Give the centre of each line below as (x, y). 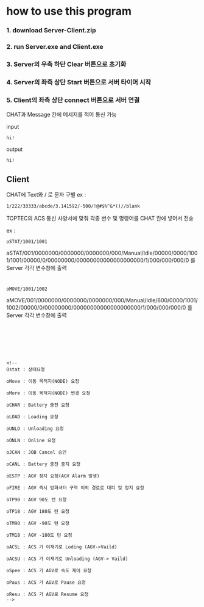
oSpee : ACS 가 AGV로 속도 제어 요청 (49, 571)
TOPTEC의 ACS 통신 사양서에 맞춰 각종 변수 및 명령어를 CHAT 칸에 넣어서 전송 (100, 218)
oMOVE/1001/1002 (27, 289)
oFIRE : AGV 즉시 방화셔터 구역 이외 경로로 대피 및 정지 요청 (75, 488)
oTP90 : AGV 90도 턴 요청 (37, 500)
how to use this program (69, 11)
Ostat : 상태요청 (26, 370)
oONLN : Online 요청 (31, 441)
